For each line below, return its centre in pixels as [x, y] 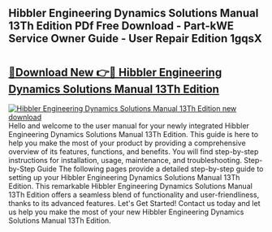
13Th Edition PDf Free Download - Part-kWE [121, 26]
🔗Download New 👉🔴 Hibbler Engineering [115, 72]
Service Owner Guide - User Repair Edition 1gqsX [135, 39]
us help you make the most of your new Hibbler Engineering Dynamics [126, 212]
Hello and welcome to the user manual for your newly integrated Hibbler [129, 126]
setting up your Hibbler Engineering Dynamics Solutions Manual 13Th [124, 177]
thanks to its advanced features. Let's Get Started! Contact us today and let [134, 203]
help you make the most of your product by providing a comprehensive [127, 143]
